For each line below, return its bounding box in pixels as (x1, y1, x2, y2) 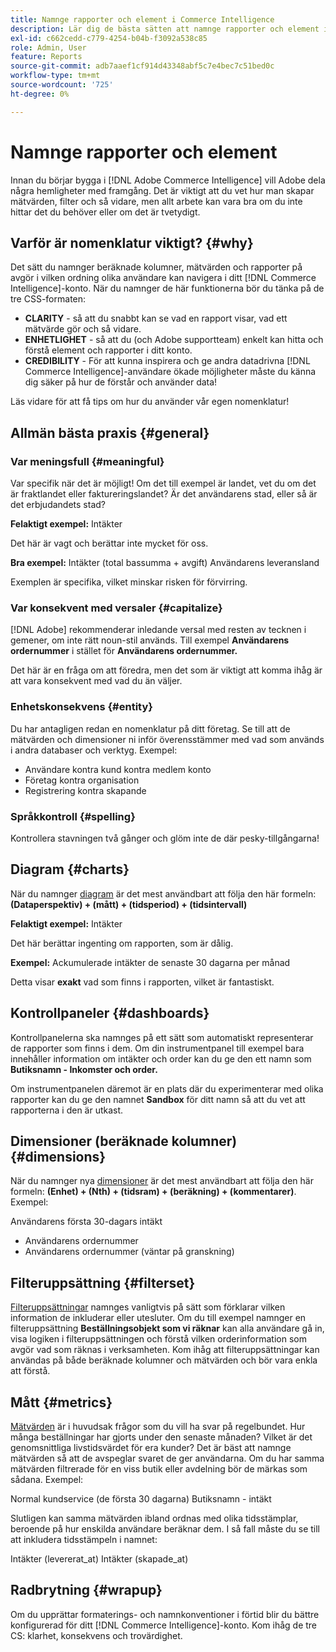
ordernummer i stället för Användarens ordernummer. (10, 645, 238, 657)
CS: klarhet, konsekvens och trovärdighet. (10, 1629, 183, 1641)
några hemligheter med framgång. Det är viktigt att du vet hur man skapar (10, 184, 315, 196)
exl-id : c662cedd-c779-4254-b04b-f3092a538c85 (10, 33, 208, 43)
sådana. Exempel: (10, 1474, 84, 1486)
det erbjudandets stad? (10, 499, 106, 511)
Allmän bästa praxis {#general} (10, 424, 210, 441)
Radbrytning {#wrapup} (10, 1582, 163, 1599)
